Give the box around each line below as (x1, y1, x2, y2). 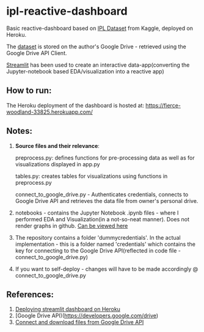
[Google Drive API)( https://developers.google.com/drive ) (15, 312, 159, 319)
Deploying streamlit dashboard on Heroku (15, 306, 121, 313)
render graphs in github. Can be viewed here (15, 222, 128, 229)
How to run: (6, 86, 52, 96)
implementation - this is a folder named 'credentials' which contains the (15, 240, 195, 248)
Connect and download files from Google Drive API (15, 319, 144, 326)
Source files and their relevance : (15, 142, 100, 149)
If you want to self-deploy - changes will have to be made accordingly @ (15, 265, 199, 273)
